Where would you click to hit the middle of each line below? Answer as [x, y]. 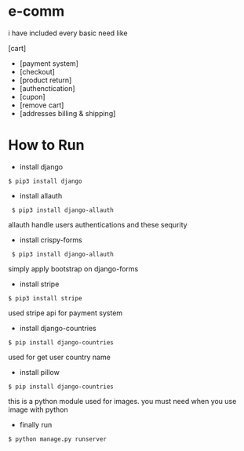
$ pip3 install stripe [45, 298]
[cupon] [32, 96]
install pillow [40, 372]
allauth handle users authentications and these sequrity [98, 224]
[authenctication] [47, 88]
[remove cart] [42, 105]
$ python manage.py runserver [58, 439]
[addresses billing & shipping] [67, 113]
